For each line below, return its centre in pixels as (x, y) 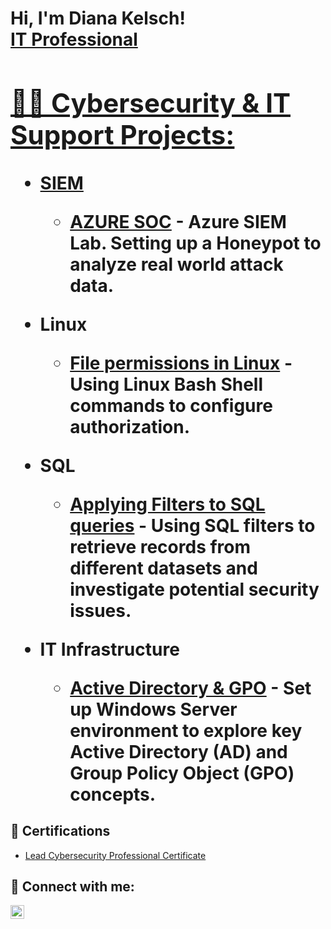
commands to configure (171, 405)
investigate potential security (194, 589)
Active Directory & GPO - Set (190, 688)
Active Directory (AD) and (178, 751)
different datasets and (163, 568)
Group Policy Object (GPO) (182, 773)
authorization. (130, 426)
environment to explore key (186, 730)
